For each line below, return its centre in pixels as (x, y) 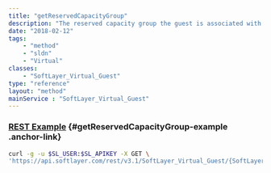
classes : (23, 69)
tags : (17, 38)
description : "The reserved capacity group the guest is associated (126, 23)
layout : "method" (38, 91)
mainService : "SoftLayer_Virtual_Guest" (79, 99)
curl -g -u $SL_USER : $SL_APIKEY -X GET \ (79, 154)
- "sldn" (38, 53)
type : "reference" (39, 83)
